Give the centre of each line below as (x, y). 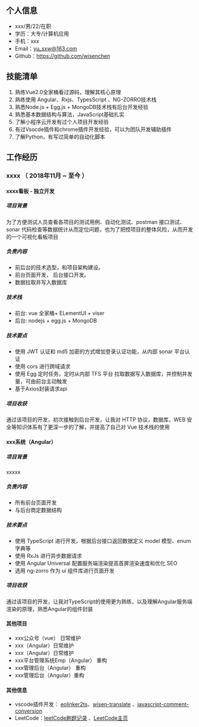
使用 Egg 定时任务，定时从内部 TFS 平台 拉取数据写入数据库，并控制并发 (104, 374)
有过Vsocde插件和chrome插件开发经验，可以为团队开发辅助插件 (93, 129)
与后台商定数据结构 (38, 510)
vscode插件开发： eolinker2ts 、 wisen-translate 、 (76, 704)
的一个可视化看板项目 (32, 236)
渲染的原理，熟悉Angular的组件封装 (50, 609)
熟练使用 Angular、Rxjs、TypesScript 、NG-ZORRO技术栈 (86, 99)
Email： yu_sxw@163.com (46, 48)
